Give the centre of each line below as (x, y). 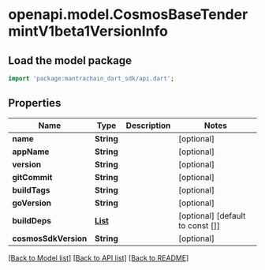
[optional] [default (212, 216)
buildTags (31, 189)
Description (148, 126)
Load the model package (70, 60)
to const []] (200, 225)
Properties (35, 103)
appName (31, 152)
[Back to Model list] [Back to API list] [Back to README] (99, 257)
